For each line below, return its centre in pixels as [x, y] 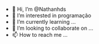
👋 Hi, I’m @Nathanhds [39, 9]
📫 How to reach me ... [40, 35]
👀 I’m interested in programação [52, 15]
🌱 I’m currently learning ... [44, 22]
